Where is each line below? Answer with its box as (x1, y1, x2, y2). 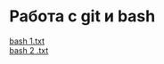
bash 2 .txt (9, 44, 49, 55)
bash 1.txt (9, 36, 45, 46)
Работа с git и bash (9, 6, 156, 27)
